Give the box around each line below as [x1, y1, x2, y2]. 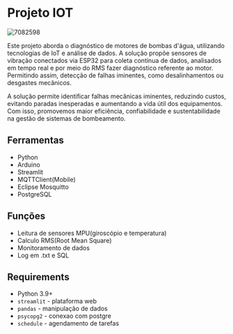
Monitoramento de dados [17, 243, 90, 252]
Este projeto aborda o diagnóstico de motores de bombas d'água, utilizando [7, 41, 225, 50]
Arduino [17, 160, 40, 169]
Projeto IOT [7, 5, 74, 21]
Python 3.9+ [17, 289, 54, 298]
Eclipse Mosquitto [17, 183, 70, 191]
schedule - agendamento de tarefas [17, 319, 120, 328]
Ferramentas [7, 135, 64, 146]
